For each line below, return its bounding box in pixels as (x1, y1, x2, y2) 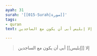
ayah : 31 (5, 7, 24, 13)
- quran (5, 21, 22, 27)
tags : (5, 17, 17, 22)
